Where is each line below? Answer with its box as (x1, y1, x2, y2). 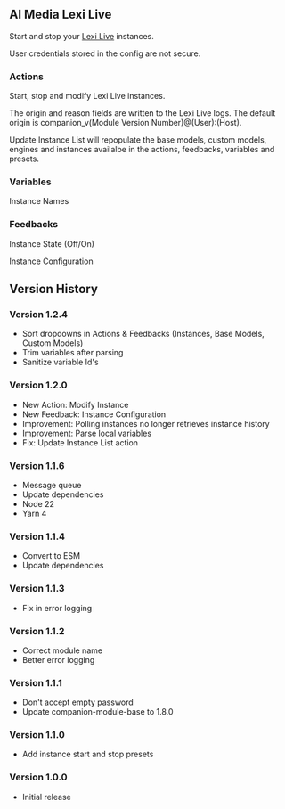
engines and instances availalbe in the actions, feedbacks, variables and (9, 144, 275, 155)
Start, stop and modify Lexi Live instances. (9, 91, 166, 102)
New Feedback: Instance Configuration (21, 409, 167, 420)
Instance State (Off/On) (9, 238, 95, 249)
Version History (9, 282, 98, 297)
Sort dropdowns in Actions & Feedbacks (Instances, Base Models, (21, 329, 265, 339)
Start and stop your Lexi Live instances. (9, 30, 154, 41)
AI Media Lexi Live (9, 7, 112, 22)
